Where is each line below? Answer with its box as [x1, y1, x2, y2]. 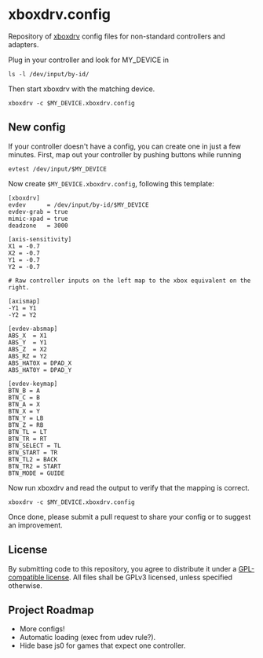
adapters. [8, 39, 39, 49]
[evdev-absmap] [8, 325, 58, 333]
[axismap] [8, 297, 41, 305]
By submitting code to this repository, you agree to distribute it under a [8, 564, 237, 573]
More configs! [19, 624, 65, 634]
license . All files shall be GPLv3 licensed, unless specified [46, 572, 233, 582]
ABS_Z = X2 [8, 345, 47, 353]
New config [8, 120, 66, 134]
